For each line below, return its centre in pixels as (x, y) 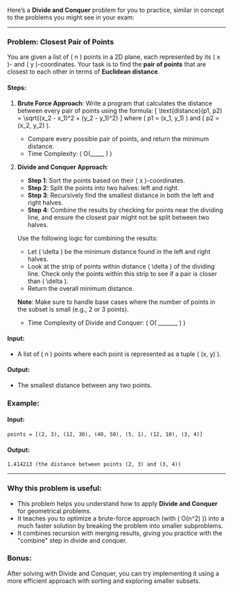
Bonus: (19, 558)
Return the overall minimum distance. (81, 288)
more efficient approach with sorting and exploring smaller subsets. (104, 581)
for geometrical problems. (54, 511)
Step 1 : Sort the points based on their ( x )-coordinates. (106, 180)
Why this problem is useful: (54, 489)
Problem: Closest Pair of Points (61, 42)
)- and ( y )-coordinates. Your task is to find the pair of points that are (107, 65)
